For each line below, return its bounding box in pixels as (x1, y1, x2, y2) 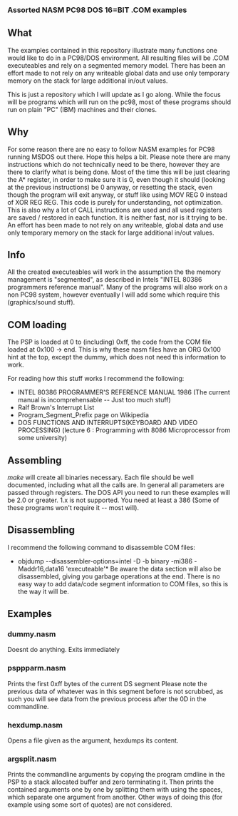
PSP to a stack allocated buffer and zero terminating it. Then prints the (7, 777, 214, 786)
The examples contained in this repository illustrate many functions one (7, 46, 217, 54)
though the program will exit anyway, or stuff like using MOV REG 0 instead (7, 190, 228, 199)
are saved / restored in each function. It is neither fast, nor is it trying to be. (7, 213, 227, 222)
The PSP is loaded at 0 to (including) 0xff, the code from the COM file (7, 337, 212, 347)
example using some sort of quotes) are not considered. (7, 800, 172, 809)
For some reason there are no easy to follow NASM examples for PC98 (7, 145, 215, 153)
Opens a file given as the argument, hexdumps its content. (7, 736, 179, 745)
